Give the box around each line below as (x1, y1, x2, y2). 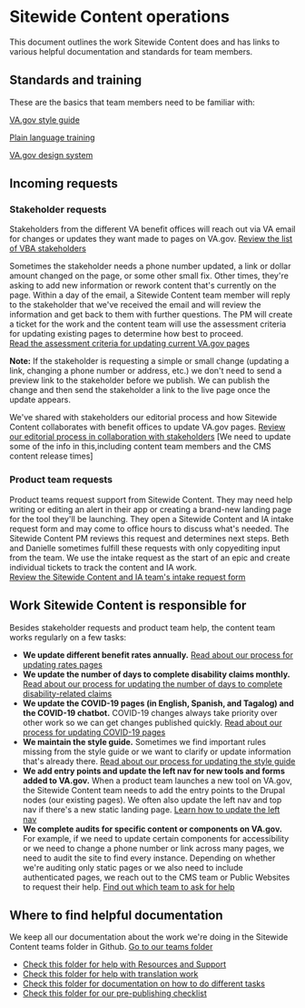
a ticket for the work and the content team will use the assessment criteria (9, 318, 287, 329)
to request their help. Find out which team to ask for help (22, 881, 235, 892)
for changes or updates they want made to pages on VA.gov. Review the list (9, 234, 293, 245)
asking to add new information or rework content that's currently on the (9, 280, 277, 291)
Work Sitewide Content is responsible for (9, 598, 247, 613)
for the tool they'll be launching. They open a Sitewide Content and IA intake (9, 513, 294, 524)
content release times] (9, 450, 93, 461)
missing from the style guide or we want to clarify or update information (22, 746, 292, 757)
